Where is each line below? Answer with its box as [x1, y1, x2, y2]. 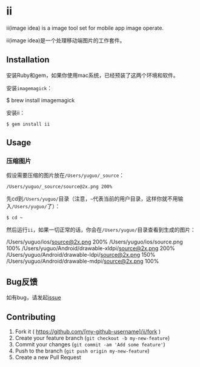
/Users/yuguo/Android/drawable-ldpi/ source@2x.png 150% [6, 251, 156, 259]
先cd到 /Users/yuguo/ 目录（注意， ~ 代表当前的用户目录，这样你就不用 [6, 195, 178, 202]
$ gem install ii [6, 121, 50, 127]
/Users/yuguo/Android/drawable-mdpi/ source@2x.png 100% [6, 257, 159, 265]
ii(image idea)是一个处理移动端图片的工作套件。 [6, 36, 125, 44]
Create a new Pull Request [15, 354, 82, 361]
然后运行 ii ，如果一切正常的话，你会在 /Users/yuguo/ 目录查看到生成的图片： [6, 226, 196, 234]
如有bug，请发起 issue [6, 294, 62, 301]
